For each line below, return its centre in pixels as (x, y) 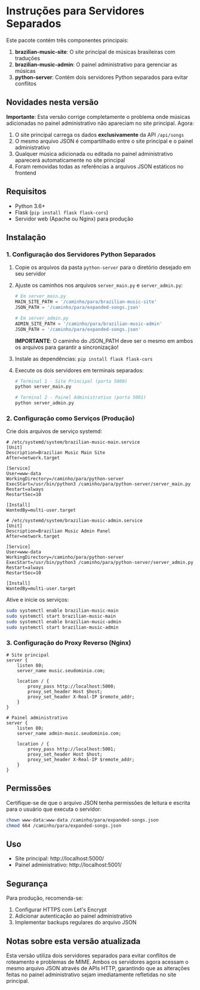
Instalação (26, 237)
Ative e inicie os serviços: (38, 600)
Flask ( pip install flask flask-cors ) (61, 212)
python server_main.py (43, 387)
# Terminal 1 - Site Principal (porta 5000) (71, 381)
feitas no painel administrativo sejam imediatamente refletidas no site (91, 974)
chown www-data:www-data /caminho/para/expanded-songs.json (83, 820)
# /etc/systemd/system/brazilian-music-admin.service (75, 521)
